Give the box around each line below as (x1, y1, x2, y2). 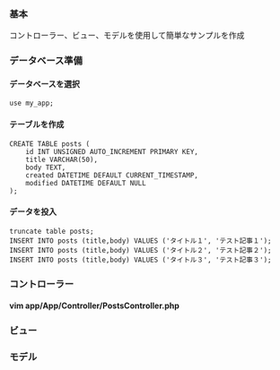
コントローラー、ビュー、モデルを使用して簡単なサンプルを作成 (9, 30, 245, 41)
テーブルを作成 (9, 119, 65, 130)
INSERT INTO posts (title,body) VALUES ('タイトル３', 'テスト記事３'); (9, 255, 272, 264)
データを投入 (9, 206, 57, 217)
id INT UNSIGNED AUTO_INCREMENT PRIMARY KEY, (25, 147, 199, 156)
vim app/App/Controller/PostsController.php (9, 300, 179, 311)
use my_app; (9, 99, 54, 108)
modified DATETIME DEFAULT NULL (25, 178, 146, 187)
